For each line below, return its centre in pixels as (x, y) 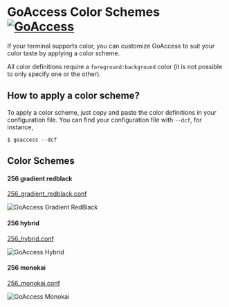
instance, (20, 127)
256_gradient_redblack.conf (47, 194)
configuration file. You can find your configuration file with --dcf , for (104, 120)
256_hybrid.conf (30, 239)
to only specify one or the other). (54, 74)
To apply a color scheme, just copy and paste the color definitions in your (112, 112)
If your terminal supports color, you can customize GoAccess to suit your (111, 46)
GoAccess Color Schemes (84, 12)
